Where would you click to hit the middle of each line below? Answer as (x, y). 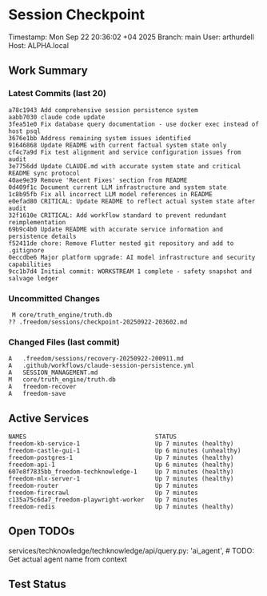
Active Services (49, 418)
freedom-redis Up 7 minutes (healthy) (121, 507)
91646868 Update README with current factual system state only (118, 145)
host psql (25, 131)
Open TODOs (42, 532)
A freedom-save (37, 394)
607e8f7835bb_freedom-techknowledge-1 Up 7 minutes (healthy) (121, 472)
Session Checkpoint (77, 15)
